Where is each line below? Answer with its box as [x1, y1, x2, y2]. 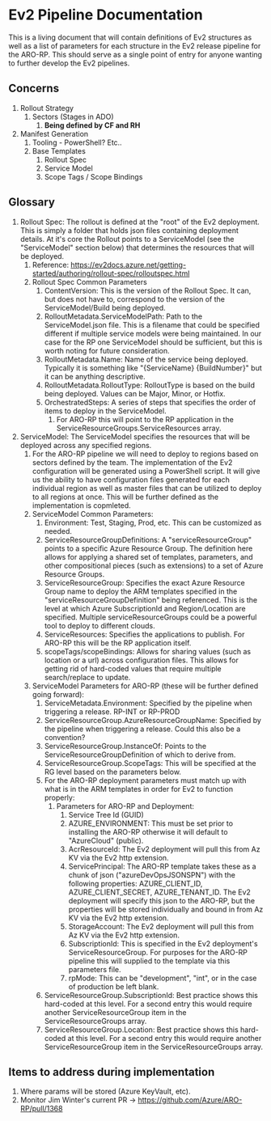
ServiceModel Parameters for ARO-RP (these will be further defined [32, 681, 259, 691]
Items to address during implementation [8, 1065, 215, 1079]
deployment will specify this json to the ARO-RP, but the [68, 895, 256, 905]
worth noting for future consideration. [44, 345, 170, 355]
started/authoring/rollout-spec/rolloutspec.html [32, 269, 190, 278]
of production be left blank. [68, 981, 159, 992]
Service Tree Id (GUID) [68, 810, 144, 819]
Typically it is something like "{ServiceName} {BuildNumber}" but [44, 362, 263, 373]
